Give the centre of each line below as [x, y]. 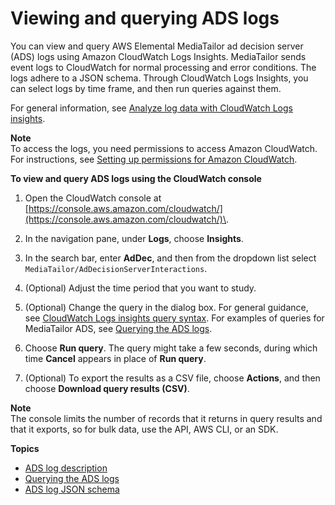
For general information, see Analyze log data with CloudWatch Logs [151, 108]
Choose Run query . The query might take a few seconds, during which [171, 348]
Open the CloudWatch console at [93, 198]
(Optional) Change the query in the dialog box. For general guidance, [166, 307]
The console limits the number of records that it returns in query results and [166, 418]
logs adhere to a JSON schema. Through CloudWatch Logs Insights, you [159, 78]
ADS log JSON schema [72, 489]
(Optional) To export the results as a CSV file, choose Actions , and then [172, 378]
